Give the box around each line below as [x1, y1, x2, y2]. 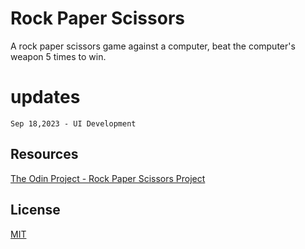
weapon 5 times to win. [10, 50, 107, 62]
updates [10, 86, 81, 109]
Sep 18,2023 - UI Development [10, 118, 137, 129]
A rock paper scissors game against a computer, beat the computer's [10, 40, 296, 52]
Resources [10, 146, 79, 163]
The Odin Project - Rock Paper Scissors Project [10, 172, 206, 184]
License [10, 202, 61, 219]
